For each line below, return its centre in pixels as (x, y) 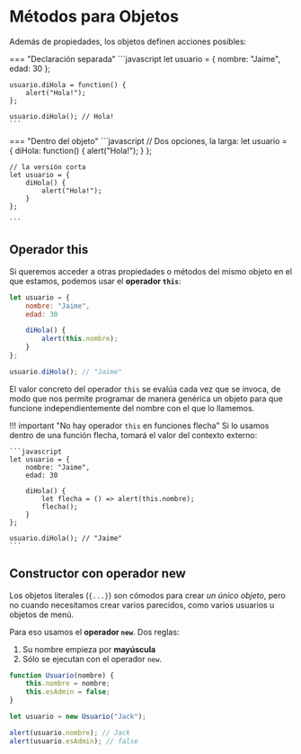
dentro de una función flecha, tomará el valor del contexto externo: (133, 435)
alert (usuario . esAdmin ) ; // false (74, 741)
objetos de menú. (42, 615)
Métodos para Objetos (94, 17)
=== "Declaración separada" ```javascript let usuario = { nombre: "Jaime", (145, 58)
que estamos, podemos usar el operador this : (95, 281)
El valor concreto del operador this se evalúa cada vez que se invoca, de (145, 389)
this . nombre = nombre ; (68, 684)
